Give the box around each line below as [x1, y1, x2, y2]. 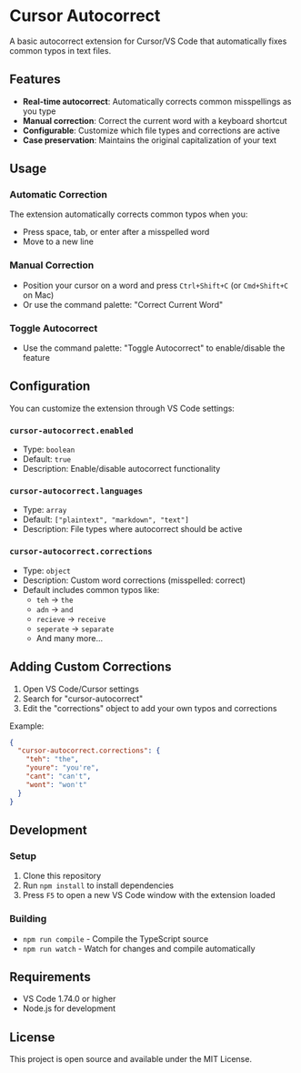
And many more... [35, 632, 103, 643]
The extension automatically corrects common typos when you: [9, 209, 248, 220]
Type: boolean [22, 444, 75, 455]
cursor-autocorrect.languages [9, 486, 144, 496]
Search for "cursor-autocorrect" [22, 693, 144, 704]
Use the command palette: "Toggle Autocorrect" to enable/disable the [22, 342, 286, 353]
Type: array [22, 505, 67, 516]
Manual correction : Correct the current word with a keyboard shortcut [22, 115, 288, 126]
